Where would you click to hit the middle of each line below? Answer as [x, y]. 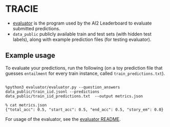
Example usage [30, 56]
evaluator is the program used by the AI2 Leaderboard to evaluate [82, 23]
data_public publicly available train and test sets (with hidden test [82, 34]
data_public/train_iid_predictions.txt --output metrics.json [74, 96]
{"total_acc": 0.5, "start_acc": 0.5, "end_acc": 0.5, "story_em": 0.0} [84, 110]
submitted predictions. [36, 28]
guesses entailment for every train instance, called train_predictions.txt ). [85, 73]
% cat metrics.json [26, 105]
